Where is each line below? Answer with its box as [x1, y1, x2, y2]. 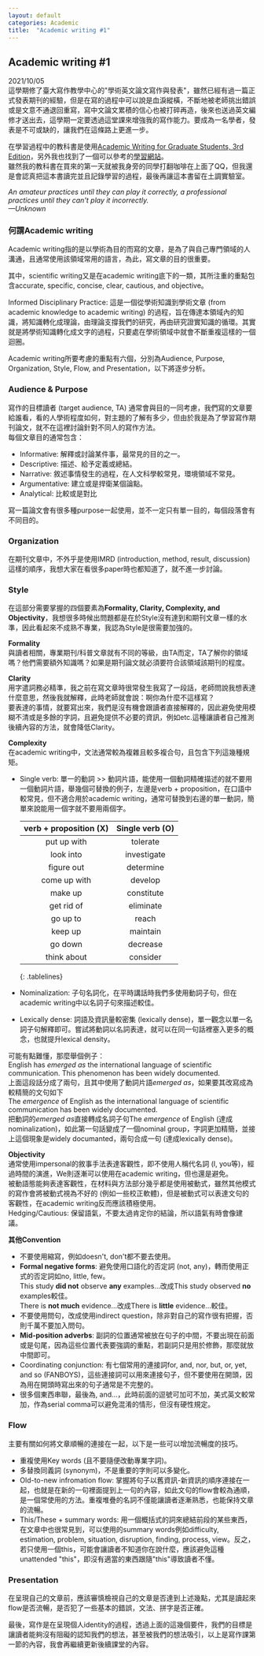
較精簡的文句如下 [8, 1087, 64, 1097]
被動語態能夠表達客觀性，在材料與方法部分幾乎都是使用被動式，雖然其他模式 [8, 1179, 256, 1188]
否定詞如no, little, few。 [33, 1271, 110, 1281]
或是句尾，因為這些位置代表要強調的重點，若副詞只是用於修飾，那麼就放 [19, 1341, 254, 1350]
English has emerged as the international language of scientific [8, 1060, 212, 1069]
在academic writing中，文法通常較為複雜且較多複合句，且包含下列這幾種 [8, 748, 244, 757]
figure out [48, 862, 85, 873]
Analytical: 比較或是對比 [19, 488, 97, 498]
